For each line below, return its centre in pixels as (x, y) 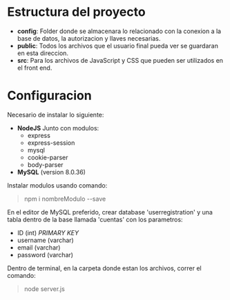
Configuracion (49, 96)
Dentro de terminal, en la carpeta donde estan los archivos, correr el (104, 268)
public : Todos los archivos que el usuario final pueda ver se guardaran (118, 46)
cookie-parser (48, 157)
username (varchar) (45, 240)
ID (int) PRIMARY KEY (48, 232)
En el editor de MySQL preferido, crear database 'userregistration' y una (110, 212)
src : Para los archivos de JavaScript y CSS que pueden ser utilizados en (120, 60)
